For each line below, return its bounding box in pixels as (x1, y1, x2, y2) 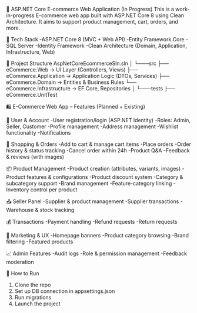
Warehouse (6, 207, 34, 213)
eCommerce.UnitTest (6, 92, 58, 98)
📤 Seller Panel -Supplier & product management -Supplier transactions (6, 198, 179, 205)
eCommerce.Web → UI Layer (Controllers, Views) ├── (6, 66, 138, 73)
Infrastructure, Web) (6, 48, 55, 56)
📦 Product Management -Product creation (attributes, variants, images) (6, 165, 181, 172)
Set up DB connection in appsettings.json (14, 288, 115, 295)
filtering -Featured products (6, 238, 74, 245)
